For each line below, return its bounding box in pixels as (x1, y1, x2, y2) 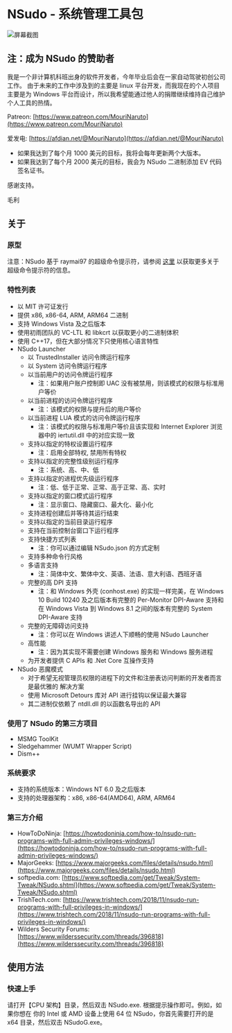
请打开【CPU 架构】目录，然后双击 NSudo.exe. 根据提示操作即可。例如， (7, 1001, 216, 1009)
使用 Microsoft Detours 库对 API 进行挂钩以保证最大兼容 (27, 691, 187, 699)
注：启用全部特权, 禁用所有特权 (37, 448, 127, 456)
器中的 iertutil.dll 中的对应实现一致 (37, 431, 135, 439)
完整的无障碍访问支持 (27, 621, 89, 630)
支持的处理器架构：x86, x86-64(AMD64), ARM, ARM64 (17, 794, 176, 802)
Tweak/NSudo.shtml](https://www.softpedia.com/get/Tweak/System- (17, 880, 216, 889)
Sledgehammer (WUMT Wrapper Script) (17, 743, 132, 751)
